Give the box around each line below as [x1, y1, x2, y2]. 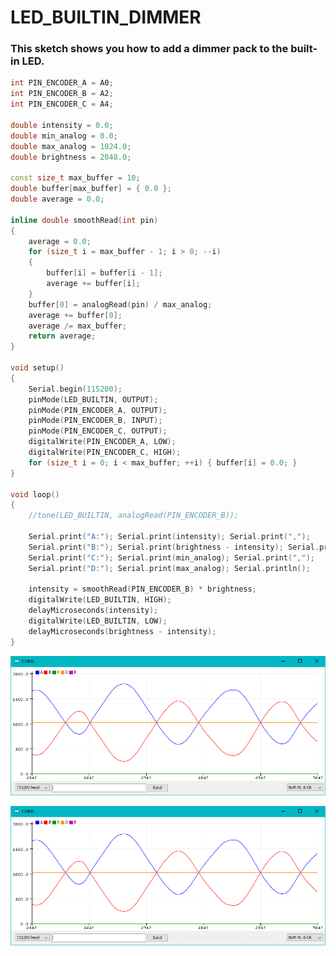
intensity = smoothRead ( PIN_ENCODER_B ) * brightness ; [28, 584, 257, 595]
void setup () [10, 363, 65, 373]
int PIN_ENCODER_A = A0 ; [10, 78, 114, 88]
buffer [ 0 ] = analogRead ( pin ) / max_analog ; [28, 299, 213, 310]
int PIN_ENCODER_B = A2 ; [10, 89, 114, 99]
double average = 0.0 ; [10, 194, 105, 205]
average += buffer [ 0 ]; [28, 310, 123, 320]
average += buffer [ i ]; [46, 279, 141, 289]
